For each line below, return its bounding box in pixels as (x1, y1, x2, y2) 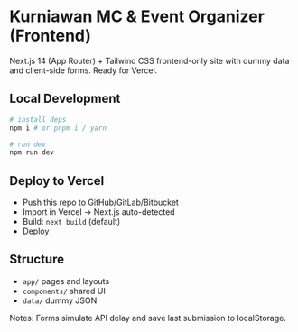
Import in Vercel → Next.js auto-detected (22, 207, 175, 217)
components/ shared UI (22, 285, 106, 296)
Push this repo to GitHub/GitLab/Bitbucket (22, 197, 179, 208)
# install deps (9, 115, 67, 124)
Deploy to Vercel (9, 173, 105, 189)
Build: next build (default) (22, 217, 121, 227)
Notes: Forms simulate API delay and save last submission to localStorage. (9, 312, 286, 323)
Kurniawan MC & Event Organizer (9, 6, 265, 27)
